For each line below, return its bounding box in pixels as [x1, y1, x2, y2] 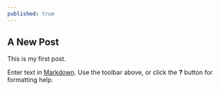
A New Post [7, 36, 60, 48]
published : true [7, 10, 55, 17]
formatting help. [7, 76, 54, 84]
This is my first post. [7, 55, 67, 63]
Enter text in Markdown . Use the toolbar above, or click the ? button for [7, 68, 213, 77]
